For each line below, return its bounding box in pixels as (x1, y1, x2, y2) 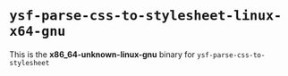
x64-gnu (9, 23, 66, 40)
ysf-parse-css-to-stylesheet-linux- (9, 7, 283, 24)
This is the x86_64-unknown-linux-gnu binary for (9, 48, 195, 60)
